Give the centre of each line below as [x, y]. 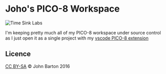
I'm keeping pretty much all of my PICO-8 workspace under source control [83, 32]
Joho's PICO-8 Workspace [63, 9]
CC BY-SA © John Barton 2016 [37, 66]
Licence [18, 54]
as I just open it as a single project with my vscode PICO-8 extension [77, 38]
